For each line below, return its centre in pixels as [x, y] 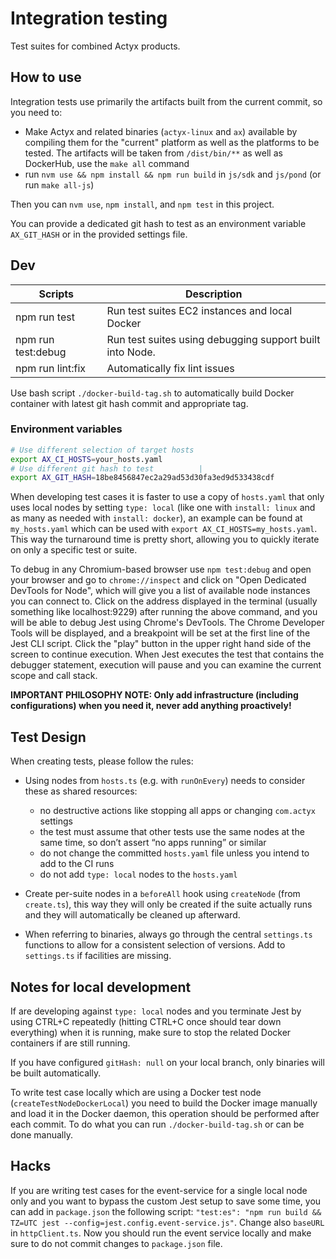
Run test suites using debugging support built [213, 339]
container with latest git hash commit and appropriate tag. [129, 403]
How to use [46, 77]
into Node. [131, 352]
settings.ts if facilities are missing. [98, 956]
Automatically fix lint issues [170, 368]
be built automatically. [56, 1073]
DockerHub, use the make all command [107, 163]
